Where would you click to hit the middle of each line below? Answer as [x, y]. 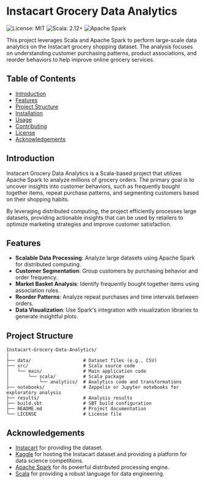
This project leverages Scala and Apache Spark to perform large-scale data [102, 40]
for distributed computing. [48, 264]
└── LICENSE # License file [64, 414]
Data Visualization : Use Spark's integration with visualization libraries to [107, 310]
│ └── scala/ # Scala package [65, 377]
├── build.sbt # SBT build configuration [79, 403]
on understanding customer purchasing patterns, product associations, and [102, 53]
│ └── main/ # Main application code [76, 372]
